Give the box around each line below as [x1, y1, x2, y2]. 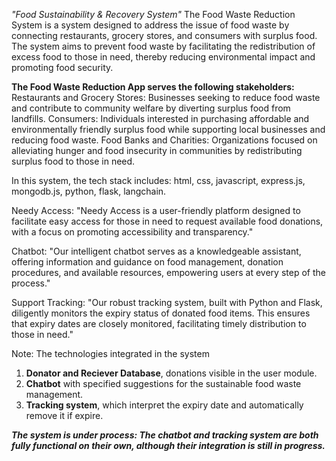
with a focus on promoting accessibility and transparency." [11, 226, 254, 238]
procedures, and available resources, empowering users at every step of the [11, 267, 326, 278]
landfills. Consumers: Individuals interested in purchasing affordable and [11, 113, 310, 124]
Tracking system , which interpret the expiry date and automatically [25, 399, 304, 411]
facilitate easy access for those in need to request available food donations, [11, 215, 324, 227]
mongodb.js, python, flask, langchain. [11, 185, 167, 197]
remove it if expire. [25, 410, 104, 421]
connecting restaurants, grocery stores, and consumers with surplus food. [11, 30, 318, 41]
